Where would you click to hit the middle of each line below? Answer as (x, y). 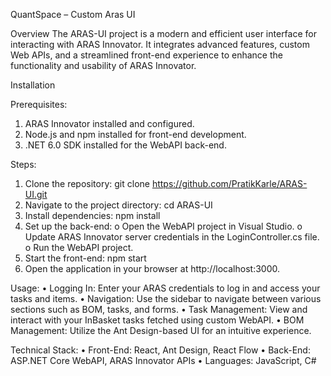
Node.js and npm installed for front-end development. (135, 134)
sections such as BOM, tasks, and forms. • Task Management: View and (159, 309)
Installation (33, 85)
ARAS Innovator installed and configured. (109, 123)
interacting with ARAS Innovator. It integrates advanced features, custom (160, 44)
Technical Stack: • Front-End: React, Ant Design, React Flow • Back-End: (160, 350)
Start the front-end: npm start (85, 258)
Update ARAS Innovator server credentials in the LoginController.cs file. (172, 237)
